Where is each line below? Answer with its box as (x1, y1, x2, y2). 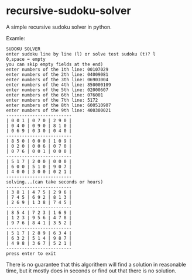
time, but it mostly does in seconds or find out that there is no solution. (6, 267, 177, 274)
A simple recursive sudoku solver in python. (6, 23, 112, 30)
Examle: (6, 34, 25, 42)
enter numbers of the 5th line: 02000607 (6, 87, 109, 93)
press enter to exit (6, 250, 57, 257)
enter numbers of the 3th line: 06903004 (6, 77, 109, 82)
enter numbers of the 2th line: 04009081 (6, 71, 109, 77)
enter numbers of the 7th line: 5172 (6, 97, 98, 103)
